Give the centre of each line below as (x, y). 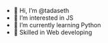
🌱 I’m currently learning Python (57, 25)
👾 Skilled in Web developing (53, 32)
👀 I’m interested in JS (43, 18)
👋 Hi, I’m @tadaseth (41, 11)
